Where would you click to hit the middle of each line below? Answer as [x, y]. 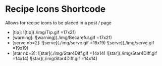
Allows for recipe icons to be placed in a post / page [58, 23]
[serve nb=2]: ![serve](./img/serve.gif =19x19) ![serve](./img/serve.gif [83, 42]
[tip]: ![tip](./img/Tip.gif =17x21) [44, 32]
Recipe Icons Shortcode [55, 9]
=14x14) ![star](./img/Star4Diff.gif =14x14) [55, 58]
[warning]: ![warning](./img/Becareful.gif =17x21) [62, 37]
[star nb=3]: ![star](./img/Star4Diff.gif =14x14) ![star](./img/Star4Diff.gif [84, 53]
